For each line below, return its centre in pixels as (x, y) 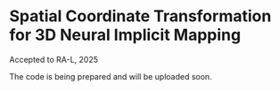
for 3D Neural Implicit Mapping (125, 35)
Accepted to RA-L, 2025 (54, 59)
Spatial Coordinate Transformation (140, 16)
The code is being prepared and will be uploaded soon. (111, 76)
